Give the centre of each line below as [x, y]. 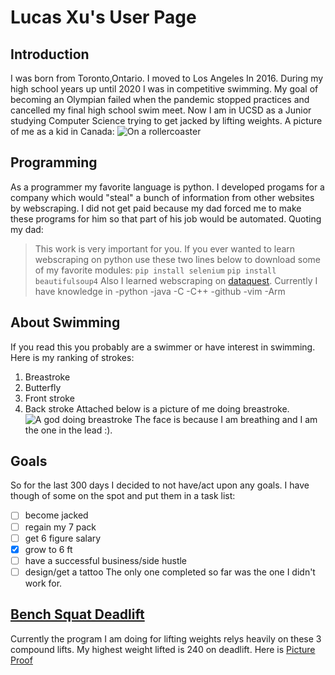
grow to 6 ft [48, 549]
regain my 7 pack [60, 527]
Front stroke [49, 398]
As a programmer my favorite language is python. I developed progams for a [167, 187]
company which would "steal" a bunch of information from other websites [162, 197]
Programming [54, 162]
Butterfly [43, 387]
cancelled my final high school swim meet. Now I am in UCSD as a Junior [161, 110]
